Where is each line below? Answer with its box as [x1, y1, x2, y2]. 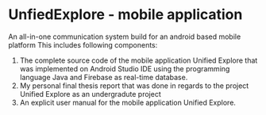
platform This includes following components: [8, 40, 158, 49]
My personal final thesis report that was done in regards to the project [19, 81, 249, 90]
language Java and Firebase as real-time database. [19, 72, 188, 82]
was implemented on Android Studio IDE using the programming [19, 63, 230, 73]
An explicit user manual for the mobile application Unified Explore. [19, 98, 237, 107]
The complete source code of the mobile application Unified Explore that [19, 56, 258, 65]
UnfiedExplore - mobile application [8, 6, 243, 24]
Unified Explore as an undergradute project [19, 89, 161, 98]
